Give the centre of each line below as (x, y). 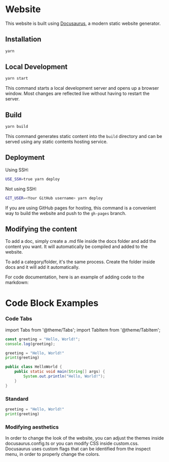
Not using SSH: (21, 189)
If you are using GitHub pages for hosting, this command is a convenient (80, 208)
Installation (23, 39)
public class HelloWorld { (34, 367)
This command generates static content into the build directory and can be (84, 136)
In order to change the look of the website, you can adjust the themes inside (85, 438)
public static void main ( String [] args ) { (60, 372)
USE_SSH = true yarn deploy (32, 179)
